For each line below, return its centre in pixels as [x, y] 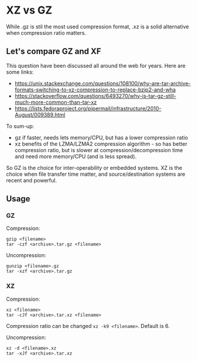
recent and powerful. [32, 180]
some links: [20, 72]
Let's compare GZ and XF [54, 52]
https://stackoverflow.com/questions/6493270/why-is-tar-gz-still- [95, 96]
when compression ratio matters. [46, 32]
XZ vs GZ [29, 10]
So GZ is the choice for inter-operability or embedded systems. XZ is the [94, 168]
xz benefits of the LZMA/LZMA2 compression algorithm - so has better [101, 144]
